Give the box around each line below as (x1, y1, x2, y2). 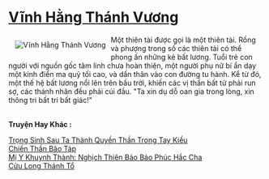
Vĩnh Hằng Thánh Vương (8, 8, 179, 27)
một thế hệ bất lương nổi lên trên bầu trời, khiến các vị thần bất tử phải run (8, 78, 257, 87)
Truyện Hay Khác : (8, 119, 72, 129)
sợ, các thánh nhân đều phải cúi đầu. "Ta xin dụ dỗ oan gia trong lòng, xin (8, 86, 255, 96)
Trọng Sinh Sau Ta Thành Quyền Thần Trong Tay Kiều (8, 134, 188, 145)
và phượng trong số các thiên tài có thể (110, 43, 242, 53)
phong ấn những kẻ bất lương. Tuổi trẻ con (110, 52, 253, 62)
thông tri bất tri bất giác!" (8, 95, 93, 104)
